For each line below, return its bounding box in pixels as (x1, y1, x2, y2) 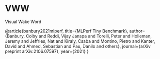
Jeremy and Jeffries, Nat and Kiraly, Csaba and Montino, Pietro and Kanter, (5, 38, 155, 44)
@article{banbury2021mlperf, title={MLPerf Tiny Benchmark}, (5, 28, 128, 34)
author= (129, 28, 145, 34)
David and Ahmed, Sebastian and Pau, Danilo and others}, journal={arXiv (5, 43, 151, 49)
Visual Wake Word (5, 19, 42, 24)
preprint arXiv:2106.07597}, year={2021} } (5, 48, 89, 54)
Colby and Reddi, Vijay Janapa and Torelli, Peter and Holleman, (26, 33, 152, 39)
